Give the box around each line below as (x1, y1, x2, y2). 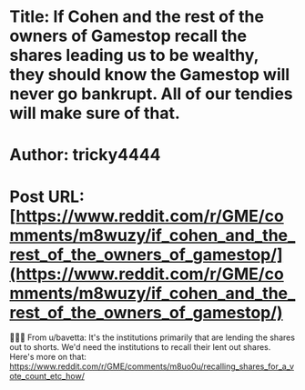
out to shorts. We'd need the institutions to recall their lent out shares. (9, 342, 271, 353)
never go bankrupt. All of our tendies (9, 84, 293, 105)
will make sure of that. (9, 103, 180, 124)
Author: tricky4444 (9, 145, 161, 165)
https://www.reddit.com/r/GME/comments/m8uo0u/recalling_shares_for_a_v (9, 361, 294, 372)
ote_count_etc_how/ (9, 371, 85, 382)
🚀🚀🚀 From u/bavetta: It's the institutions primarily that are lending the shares (9, 332, 296, 343)
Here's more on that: (9, 352, 86, 363)
